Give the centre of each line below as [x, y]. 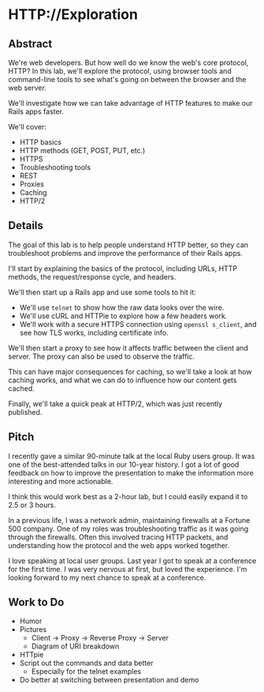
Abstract [30, 44]
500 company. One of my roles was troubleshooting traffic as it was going [128, 528]
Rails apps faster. [36, 111]
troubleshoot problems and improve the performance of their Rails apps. [125, 253]
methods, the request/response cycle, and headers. [92, 276]
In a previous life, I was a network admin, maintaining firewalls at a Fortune [129, 520]
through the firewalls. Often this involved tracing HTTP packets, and [118, 537]
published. [25, 412]
